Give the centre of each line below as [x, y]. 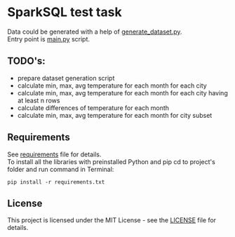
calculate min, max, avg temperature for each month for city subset [115, 115]
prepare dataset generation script [66, 78]
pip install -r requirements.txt [56, 182]
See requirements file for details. [54, 154]
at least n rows [39, 100]
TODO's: [26, 61]
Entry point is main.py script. [48, 39]
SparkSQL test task [65, 12]
